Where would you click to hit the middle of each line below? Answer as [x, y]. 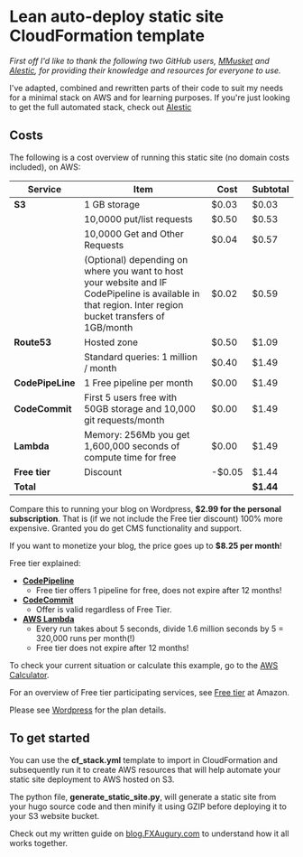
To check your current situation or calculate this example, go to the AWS [144, 665]
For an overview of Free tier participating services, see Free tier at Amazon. [150, 692]
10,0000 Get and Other [134, 234]
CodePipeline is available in [142, 293]
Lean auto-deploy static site [116, 17]
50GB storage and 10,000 [140, 408]
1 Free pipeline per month [139, 383]
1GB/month [109, 327]
